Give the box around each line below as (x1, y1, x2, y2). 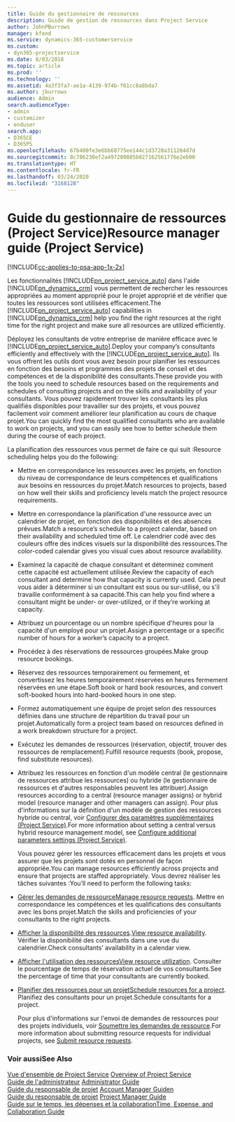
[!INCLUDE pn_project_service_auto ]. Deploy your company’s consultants (7, 342, 215, 351)
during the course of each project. (7, 432, 106, 440)
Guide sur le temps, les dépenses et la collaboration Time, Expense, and (7, 1100, 213, 1108)
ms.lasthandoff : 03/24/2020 (7, 173, 90, 180)
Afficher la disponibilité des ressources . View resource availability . (17, 928, 207, 937)
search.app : (7, 128, 42, 135)
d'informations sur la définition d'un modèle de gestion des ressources (17, 806, 222, 814)
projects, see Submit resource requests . (17, 1036, 133, 1045)
